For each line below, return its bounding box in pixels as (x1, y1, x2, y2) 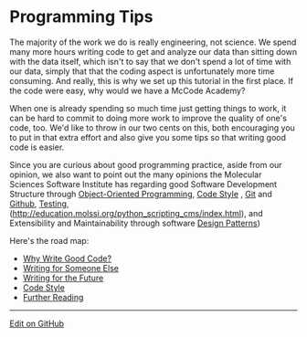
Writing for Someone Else (22, 262, 119, 273)
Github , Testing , (9, 198, 69, 209)
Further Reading (22, 291, 84, 302)
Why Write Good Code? (22, 253, 112, 264)
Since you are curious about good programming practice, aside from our (9, 159, 282, 170)
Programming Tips (9, 6, 153, 27)
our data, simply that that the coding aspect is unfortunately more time (9, 66, 275, 77)
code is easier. (9, 142, 65, 153)
